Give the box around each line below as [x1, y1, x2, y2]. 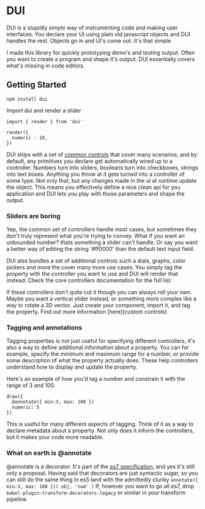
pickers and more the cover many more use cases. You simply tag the [6, 264, 182, 271]
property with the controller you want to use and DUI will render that [6, 270, 179, 278]
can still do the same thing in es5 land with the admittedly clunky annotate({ [6, 476, 198, 483]
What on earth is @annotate [6, 449, 92, 457]
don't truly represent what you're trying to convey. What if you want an [6, 232, 185, 240]
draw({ [6, 394, 23, 400]
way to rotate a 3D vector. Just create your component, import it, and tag [6, 302, 191, 309]
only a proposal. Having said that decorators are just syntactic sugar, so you [6, 469, 198, 476]
